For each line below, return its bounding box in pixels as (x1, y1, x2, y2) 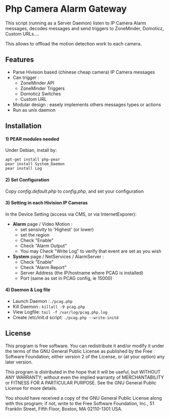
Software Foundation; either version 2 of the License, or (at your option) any (5, 353, 165, 359)
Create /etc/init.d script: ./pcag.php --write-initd (12, 314, 119, 320)
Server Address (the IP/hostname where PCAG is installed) (20, 270, 144, 276)
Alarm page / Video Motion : (12, 221, 73, 227)
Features (5, 56, 34, 64)
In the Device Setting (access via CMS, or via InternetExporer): (5, 211, 136, 217)
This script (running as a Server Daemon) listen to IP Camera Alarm (5, 20, 147, 26)
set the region (20, 231, 50, 238)
